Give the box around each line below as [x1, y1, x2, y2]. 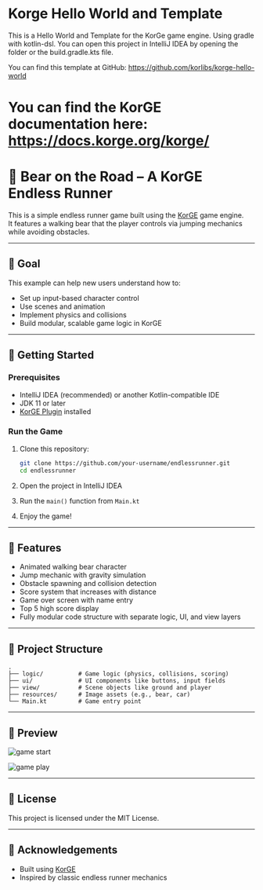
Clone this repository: [19, 444, 89, 453]
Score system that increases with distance [19, 587, 157, 597]
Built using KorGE [19, 864, 76, 874]
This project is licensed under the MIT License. [8, 813, 160, 822]
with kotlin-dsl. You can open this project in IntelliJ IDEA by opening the [8, 38, 239, 48]
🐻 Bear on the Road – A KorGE [8, 168, 203, 185]
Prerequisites [8, 372, 60, 383]
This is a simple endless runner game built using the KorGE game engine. [8, 211, 244, 220]
